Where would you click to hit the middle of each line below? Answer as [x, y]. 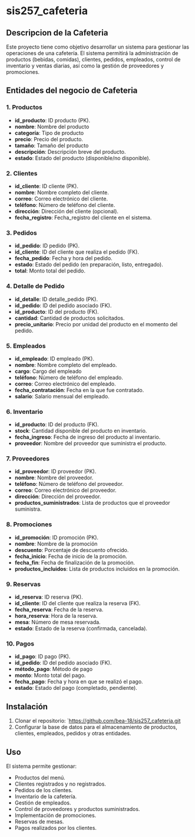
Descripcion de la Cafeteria [57, 33]
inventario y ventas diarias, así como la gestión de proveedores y [85, 66]
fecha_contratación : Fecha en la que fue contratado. [79, 390]
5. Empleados [26, 346]
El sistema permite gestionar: [41, 766]
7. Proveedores [28, 459]
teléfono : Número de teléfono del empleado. [69, 377]
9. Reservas [24, 584]
